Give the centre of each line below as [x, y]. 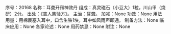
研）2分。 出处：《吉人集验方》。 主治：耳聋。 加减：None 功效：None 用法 [84, 14]
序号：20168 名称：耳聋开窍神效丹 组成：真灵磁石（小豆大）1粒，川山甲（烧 [86, 7]
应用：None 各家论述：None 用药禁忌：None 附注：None [70, 26]
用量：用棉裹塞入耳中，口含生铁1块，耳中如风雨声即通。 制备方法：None [82, 20]
